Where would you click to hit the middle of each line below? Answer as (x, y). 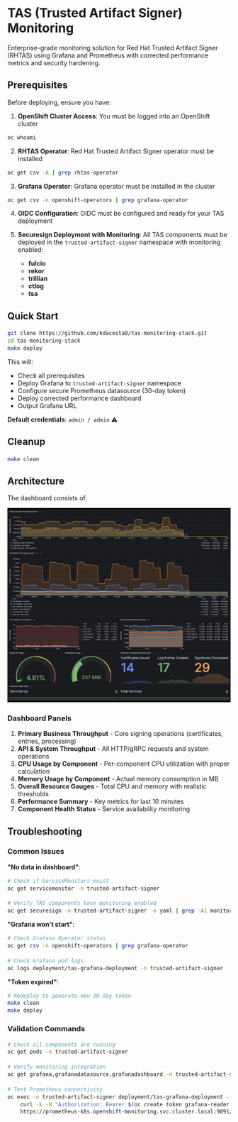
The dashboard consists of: (47, 498)
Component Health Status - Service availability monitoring (104, 809)
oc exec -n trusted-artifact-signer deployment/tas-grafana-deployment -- (120, 1097)
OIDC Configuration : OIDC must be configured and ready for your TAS (121, 214)
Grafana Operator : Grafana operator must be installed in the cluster (116, 186)
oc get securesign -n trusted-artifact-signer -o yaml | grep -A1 (107, 911)
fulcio (37, 263)
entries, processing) (47, 741)
